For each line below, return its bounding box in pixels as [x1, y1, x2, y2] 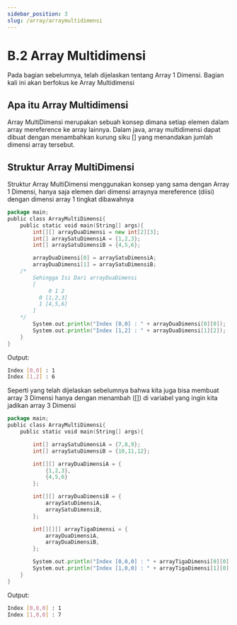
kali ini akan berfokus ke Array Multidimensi [7, 79, 134, 87]
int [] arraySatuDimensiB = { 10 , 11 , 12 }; [33, 448, 151, 455]
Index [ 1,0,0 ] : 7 [7, 611, 62, 618]
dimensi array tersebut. [7, 140, 76, 149]
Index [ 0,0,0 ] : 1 [7, 604, 62, 612]
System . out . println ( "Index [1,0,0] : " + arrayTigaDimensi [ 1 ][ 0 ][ [33, 565, 233, 572]
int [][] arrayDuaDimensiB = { [33, 493, 122, 500]
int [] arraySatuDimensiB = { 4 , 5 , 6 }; [33, 242, 141, 249]
